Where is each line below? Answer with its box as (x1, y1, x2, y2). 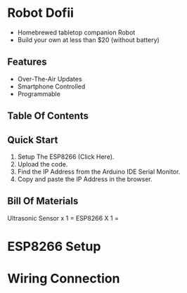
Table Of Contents (7, 110, 89, 122)
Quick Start (7, 134, 58, 145)
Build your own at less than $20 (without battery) (17, 35, 160, 44)
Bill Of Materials (7, 195, 79, 207)
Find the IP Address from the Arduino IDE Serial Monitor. (17, 167, 181, 176)
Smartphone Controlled (17, 82, 86, 91)
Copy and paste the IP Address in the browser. (17, 174, 153, 183)
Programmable (17, 89, 61, 98)
